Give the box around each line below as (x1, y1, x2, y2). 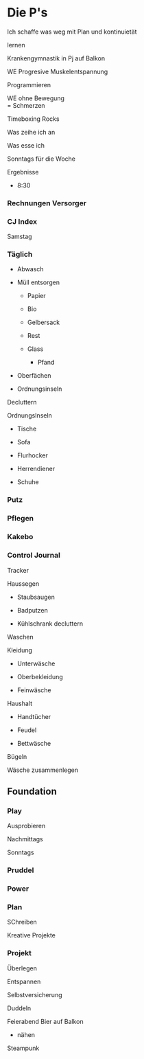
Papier (27, 292, 46, 300)
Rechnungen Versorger (7, 198, 87, 207)
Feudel (16, 726, 37, 734)
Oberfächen (16, 372, 51, 380)
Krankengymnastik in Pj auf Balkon (7, 54, 106, 62)
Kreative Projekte (7, 931, 56, 940)
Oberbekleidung (16, 672, 63, 681)
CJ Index (7, 216, 38, 226)
